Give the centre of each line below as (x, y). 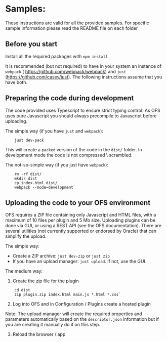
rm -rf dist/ (28, 174)
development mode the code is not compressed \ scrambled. (69, 155)
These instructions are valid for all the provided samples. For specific (77, 23)
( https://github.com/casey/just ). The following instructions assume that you (84, 77)
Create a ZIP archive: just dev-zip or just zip (61, 256)
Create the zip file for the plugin (46, 281)
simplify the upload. (26, 236)
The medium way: (24, 271)
